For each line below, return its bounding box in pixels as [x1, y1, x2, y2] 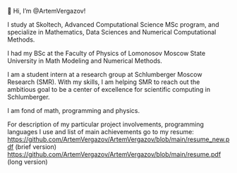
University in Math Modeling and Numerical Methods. [7, 56, 162, 65]
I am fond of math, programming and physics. [7, 107, 140, 114]
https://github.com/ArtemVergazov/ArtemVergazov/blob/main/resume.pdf [7, 150, 221, 158]
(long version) [7, 157, 48, 166]
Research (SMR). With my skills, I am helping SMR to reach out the [7, 78, 200, 86]
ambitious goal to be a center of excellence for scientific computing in [7, 85, 211, 93]
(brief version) [15, 143, 57, 151]
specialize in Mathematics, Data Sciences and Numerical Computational [7, 28, 217, 36]
